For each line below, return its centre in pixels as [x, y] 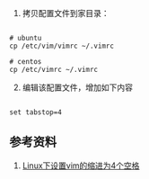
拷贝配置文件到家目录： [66, 13]
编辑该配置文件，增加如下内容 [77, 87]
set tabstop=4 [36, 112]
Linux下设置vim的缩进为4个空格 [81, 166]
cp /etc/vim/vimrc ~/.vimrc [62, 46]
